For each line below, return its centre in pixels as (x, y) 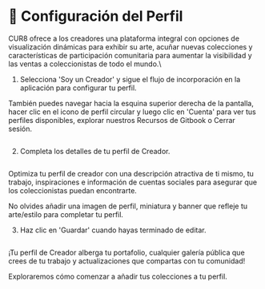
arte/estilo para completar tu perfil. (66, 214)
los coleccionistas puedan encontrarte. (73, 190)
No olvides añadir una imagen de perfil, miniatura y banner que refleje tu (128, 206)
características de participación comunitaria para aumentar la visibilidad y (130, 55)
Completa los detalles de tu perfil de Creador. (95, 151)
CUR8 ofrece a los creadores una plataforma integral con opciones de (124, 38)
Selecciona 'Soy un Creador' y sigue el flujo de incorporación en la (130, 79)
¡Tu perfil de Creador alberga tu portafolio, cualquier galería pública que (127, 252)
